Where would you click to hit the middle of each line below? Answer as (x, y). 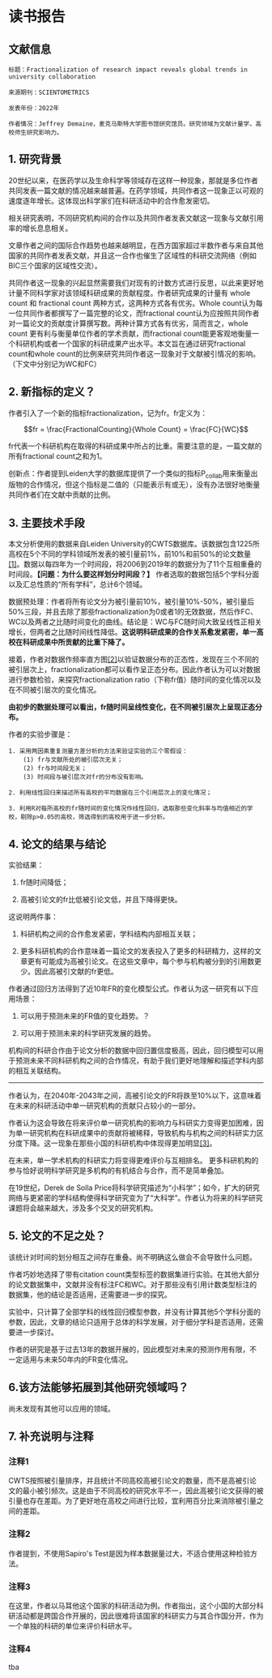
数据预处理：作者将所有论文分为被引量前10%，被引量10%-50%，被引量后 (132, 601)
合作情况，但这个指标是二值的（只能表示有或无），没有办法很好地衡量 (145, 485)
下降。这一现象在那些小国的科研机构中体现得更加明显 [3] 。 (119, 1143)
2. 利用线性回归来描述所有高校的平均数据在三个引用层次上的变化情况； (110, 793)
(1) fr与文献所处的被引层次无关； (73, 760)
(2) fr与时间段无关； (55, 768)
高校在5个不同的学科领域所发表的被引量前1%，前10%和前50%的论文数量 (130, 554)
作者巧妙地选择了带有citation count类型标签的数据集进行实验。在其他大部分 (134, 1274)
